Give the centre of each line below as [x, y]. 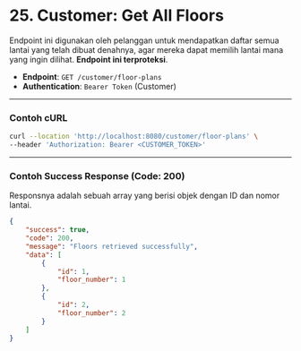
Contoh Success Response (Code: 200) [97, 175]
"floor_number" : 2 [91, 313]
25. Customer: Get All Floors [116, 16]
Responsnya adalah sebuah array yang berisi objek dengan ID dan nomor [145, 196]
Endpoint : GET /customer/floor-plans [92, 76]
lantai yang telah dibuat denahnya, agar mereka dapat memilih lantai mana [146, 49]
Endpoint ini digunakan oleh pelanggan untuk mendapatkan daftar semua [144, 40]
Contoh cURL [39, 117]
